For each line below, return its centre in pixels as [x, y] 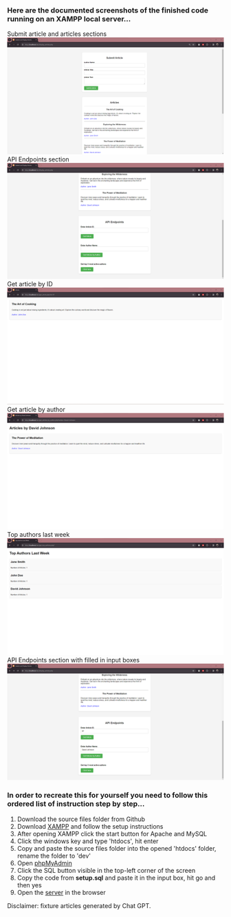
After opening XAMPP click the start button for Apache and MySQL [112, 834]
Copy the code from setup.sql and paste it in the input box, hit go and [116, 878]
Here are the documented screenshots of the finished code [108, 10]
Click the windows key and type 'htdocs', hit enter [88, 841]
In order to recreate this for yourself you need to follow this [108, 796]
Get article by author [36, 409]
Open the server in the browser [62, 892]
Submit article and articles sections [57, 34]
